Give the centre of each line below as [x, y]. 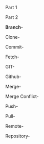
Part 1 [11, 7]
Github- [13, 77]
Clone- [13, 37]
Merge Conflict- [22, 96]
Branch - [14, 27]
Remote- [15, 126]
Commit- [15, 47]
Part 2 [12, 17]
